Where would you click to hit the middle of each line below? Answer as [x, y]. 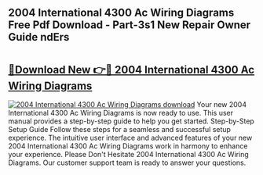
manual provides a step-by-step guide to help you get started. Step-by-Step [131, 121]
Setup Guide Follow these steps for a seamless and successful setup [120, 129]
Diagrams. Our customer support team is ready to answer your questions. [127, 162]
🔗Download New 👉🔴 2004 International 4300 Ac [131, 70]
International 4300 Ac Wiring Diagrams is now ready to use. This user [121, 113]
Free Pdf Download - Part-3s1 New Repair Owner [130, 25]
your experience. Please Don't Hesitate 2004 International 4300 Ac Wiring [128, 154]
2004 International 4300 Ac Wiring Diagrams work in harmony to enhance [128, 146]
